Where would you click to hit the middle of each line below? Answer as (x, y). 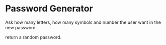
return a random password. (33, 37)
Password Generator (49, 9)
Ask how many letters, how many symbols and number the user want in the (83, 22)
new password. (21, 27)
